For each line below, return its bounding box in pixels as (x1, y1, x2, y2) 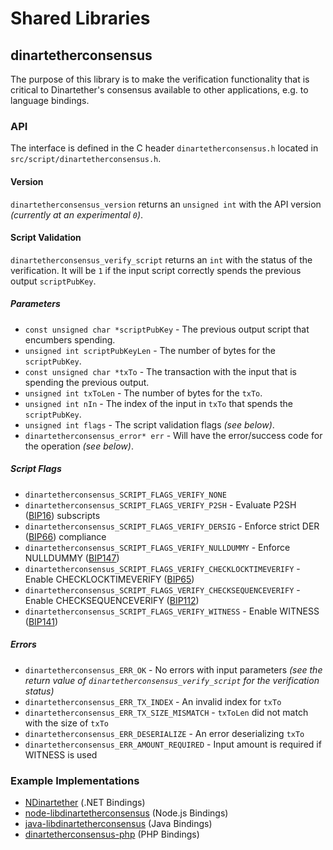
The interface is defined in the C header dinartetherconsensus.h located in (10, 142, 319, 154)
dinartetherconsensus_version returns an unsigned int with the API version (10, 198, 322, 210)
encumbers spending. (24, 333, 116, 346)
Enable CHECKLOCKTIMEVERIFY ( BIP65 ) (24, 573, 195, 585)
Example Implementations (10, 773, 140, 787)
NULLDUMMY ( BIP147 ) (24, 552, 120, 564)
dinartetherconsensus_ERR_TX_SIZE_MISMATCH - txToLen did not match (24, 706, 309, 718)
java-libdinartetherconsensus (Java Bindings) (24, 817, 213, 829)
